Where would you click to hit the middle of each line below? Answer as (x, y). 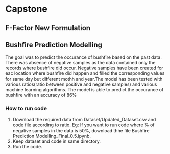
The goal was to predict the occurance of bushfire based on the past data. (83, 57)
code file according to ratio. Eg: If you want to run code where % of (83, 125)
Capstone (26, 9)
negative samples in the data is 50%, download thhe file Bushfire (81, 130)
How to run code (26, 109)
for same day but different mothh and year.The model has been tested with (84, 79)
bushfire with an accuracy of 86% (41, 95)
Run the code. (27, 146)
